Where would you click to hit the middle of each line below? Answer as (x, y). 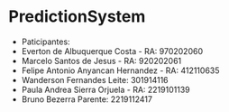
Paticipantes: (46, 42)
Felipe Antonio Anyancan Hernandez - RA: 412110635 (120, 70)
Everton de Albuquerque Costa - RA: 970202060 (112, 51)
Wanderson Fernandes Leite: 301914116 (95, 79)
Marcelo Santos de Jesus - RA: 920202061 (101, 61)
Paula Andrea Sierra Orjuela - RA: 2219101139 (105, 89)
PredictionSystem (77, 17)
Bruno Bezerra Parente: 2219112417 (87, 99)
